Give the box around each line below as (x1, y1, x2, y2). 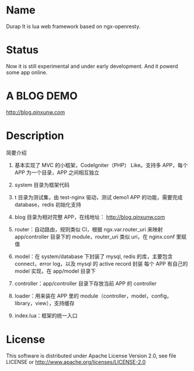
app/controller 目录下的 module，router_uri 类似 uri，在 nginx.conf (14, 233, 175, 240)
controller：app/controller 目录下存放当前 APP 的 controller (14, 280, 157, 287)
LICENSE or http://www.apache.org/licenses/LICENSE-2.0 (6, 358, 146, 365)
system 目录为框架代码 (14, 181, 70, 188)
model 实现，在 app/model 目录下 (14, 267, 96, 275)
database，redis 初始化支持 (14, 201, 82, 208)
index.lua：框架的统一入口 (14, 312, 78, 319)
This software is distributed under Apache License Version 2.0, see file (6, 352, 176, 359)
